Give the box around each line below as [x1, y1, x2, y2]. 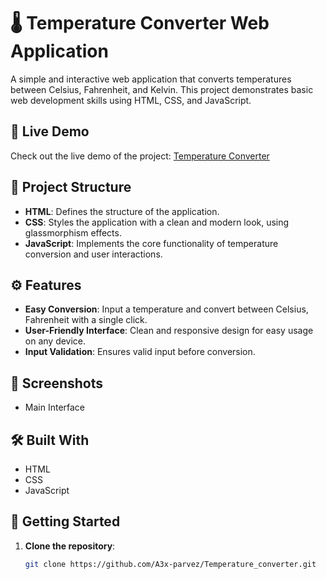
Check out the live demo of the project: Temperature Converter [10, 150, 270, 162]
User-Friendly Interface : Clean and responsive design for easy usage [24, 325, 314, 337]
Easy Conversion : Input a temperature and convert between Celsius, [24, 303, 309, 315]
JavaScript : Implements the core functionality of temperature [24, 237, 279, 249]
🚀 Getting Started [10, 513, 121, 530]
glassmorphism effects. [24, 226, 122, 239]
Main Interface [24, 401, 86, 414]
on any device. [24, 335, 87, 347]
